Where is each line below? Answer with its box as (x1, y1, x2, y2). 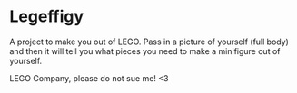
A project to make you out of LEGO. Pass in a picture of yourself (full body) (9, 36, 289, 47)
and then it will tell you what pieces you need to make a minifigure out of (9, 45, 281, 56)
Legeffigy (9, 6, 84, 27)
